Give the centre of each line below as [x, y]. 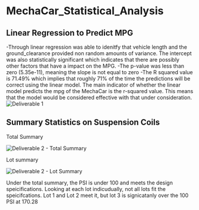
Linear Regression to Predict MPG [70, 33]
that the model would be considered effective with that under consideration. [99, 97]
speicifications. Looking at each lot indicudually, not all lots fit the [86, 189]
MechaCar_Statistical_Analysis [85, 11]
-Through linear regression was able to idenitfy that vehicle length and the [97, 47]
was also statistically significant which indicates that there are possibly [93, 60]
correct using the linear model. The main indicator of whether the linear [94, 85]
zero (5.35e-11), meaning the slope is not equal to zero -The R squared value [99, 72]
